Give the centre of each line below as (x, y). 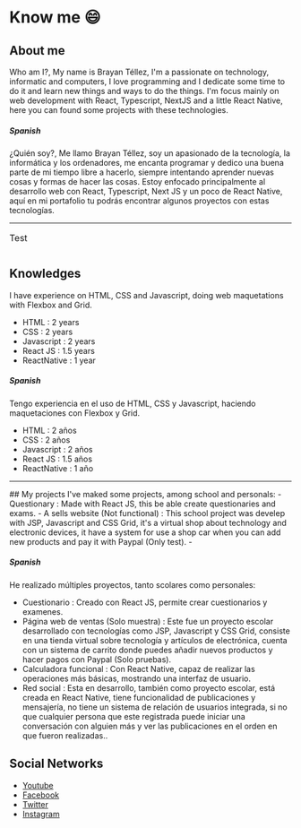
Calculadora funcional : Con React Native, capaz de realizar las (138, 668)
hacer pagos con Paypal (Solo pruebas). (97, 659)
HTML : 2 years (51, 322)
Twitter (35, 804)
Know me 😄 (55, 17)
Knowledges (45, 274)
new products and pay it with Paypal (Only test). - (101, 541)
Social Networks (56, 764)
